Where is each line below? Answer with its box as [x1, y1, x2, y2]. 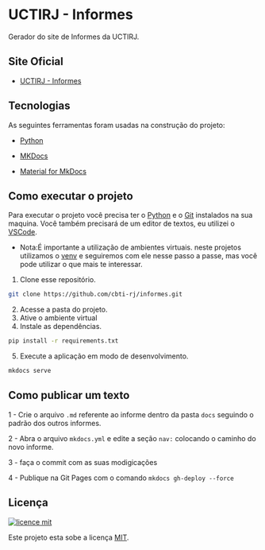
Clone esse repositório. [19, 275, 97, 285]
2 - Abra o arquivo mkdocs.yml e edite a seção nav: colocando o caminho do [8, 433, 256, 443]
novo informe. [8, 442, 54, 451]
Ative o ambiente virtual [19, 313, 98, 323]
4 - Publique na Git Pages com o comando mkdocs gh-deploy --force [8, 473, 234, 482]
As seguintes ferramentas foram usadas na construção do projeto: [8, 120, 225, 130]
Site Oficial [8, 55, 63, 68]
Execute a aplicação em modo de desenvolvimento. [19, 351, 189, 361]
